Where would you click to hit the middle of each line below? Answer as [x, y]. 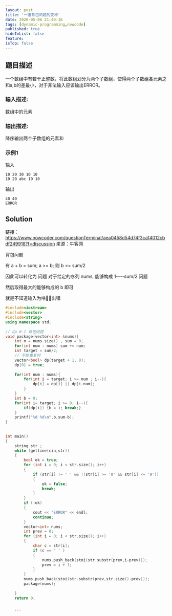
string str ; [28, 446]
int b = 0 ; [26, 398]
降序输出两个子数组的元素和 [35, 138]
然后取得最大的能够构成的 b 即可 [39, 288]
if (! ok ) [33, 503]
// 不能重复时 [28, 356]
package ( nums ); [40, 584]
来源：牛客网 [70, 244]
